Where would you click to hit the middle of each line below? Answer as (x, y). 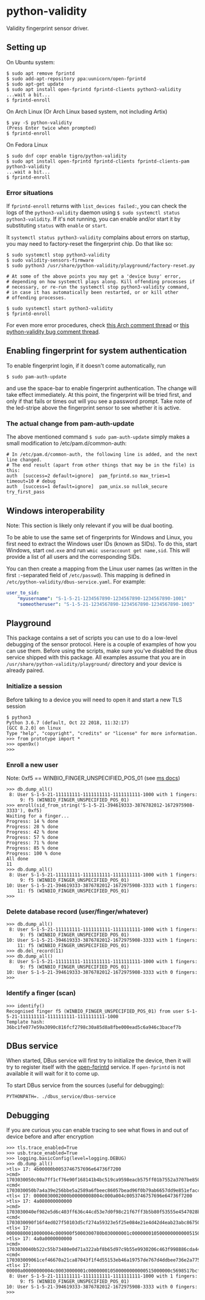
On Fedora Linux (27, 144)
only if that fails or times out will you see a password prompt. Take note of (99, 401)
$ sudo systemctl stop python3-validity (59, 255)
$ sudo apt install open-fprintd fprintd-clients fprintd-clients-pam (98, 161)
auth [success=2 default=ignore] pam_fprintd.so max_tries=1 (88, 476)
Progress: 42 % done (33, 832)
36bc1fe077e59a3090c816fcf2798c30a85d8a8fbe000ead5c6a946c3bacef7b (94, 1027)
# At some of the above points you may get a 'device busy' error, (94, 276)
